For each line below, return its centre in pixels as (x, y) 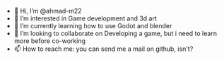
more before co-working (50, 41)
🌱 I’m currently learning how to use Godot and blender (93, 26)
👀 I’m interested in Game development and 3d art (86, 18)
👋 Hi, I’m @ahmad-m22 (48, 11)
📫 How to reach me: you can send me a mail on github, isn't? (104, 49)
